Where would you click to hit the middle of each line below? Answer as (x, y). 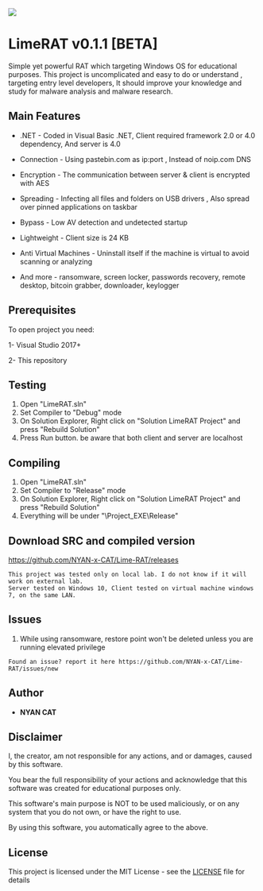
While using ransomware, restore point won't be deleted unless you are (137, 638)
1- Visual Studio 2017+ (45, 345)
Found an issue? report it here (62, 661)
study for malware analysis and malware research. (91, 91)
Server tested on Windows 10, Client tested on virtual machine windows (131, 588)
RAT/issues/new (33, 669)
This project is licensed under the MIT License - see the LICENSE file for (126, 872)
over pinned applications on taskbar (78, 206)
